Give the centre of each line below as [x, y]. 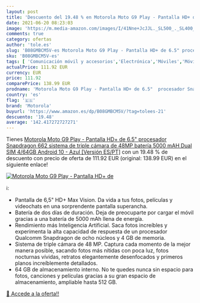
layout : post [22, 12]
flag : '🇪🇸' [21, 100]
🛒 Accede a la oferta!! [33, 294]
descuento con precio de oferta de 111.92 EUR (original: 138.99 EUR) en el [96, 158]
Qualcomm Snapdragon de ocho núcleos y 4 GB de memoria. [90, 238]
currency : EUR [24, 73]
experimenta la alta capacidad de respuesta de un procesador [91, 232]
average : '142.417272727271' [42, 123]
